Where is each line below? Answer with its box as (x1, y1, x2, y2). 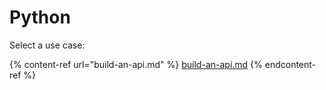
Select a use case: (9, 39, 86, 51)
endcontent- (264, 58, 317, 70)
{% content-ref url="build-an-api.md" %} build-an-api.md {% (9, 58, 263, 70)
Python (9, 6, 71, 29)
